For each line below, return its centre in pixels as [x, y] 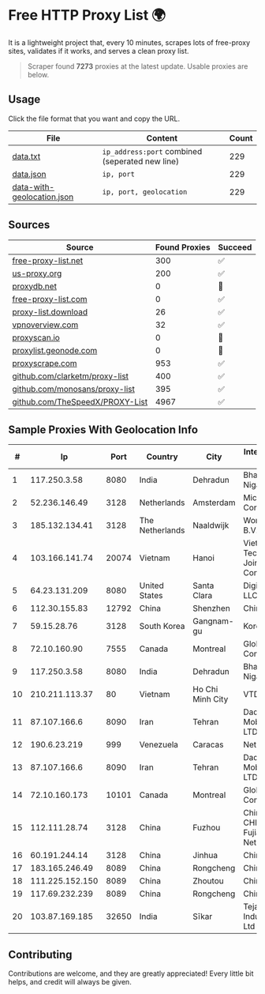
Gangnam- [213, 621]
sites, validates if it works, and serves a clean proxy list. [99, 51]
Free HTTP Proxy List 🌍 [87, 15]
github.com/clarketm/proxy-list [70, 376]
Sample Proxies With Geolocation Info [103, 429]
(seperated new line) [141, 161]
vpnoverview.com [45, 325]
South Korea [162, 627]
